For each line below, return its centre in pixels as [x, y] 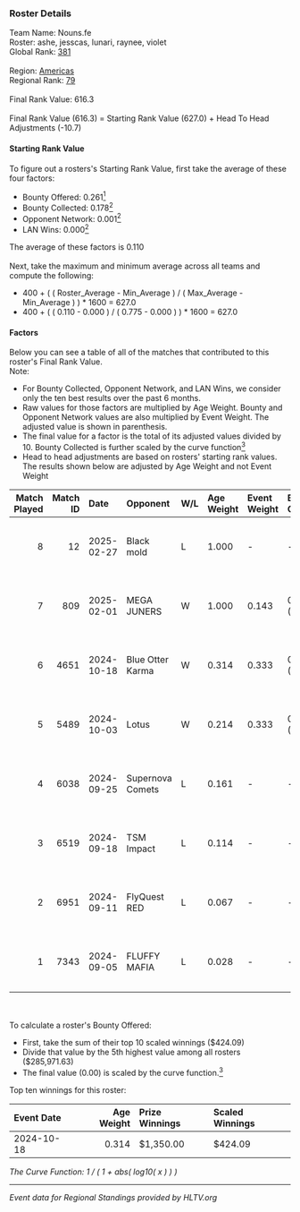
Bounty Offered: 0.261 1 [64, 196]
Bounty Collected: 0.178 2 [67, 207]
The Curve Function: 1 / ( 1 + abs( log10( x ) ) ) [93, 1172]
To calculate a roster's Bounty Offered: [80, 1025]
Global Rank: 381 [40, 52]
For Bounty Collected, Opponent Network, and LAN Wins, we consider [151, 388]
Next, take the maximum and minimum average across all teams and [135, 266]
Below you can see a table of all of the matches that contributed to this [139, 353]
